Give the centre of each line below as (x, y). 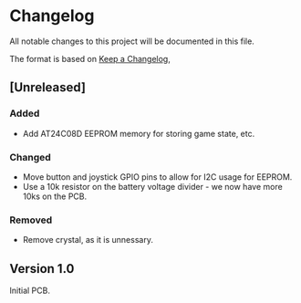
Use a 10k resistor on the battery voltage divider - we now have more (152, 186)
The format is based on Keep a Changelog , (90, 58)
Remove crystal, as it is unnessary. (88, 240)
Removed (31, 220)
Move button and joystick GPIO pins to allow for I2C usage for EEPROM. (157, 177)
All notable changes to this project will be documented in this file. (132, 41)
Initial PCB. (30, 291)
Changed (31, 157)
